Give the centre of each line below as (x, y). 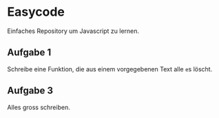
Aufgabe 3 (30, 91)
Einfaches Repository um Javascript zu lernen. (73, 31)
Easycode (36, 12)
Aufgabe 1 (29, 52)
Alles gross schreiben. (39, 107)
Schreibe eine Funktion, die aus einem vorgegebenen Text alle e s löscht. (110, 69)
